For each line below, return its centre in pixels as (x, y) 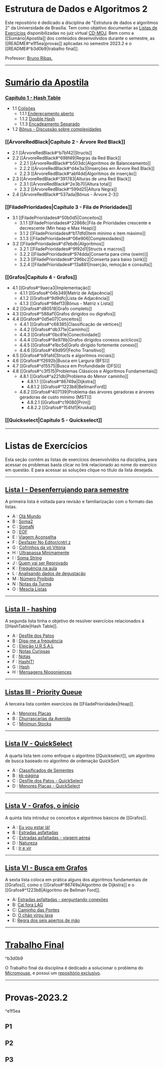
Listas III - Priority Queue (43, 692)
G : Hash (21, 667)
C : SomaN (23, 527)
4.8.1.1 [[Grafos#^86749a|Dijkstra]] (61, 382)
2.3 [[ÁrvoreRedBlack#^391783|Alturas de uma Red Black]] (72, 179)
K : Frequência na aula (35, 568)
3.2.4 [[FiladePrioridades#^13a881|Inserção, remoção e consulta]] (86, 265)
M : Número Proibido (33, 579)
